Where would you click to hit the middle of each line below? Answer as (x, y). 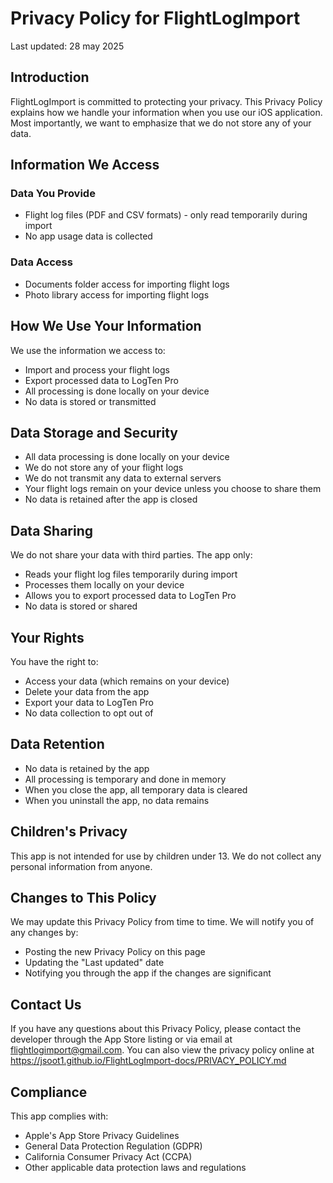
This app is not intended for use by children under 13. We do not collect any (166, 856)
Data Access (41, 262)
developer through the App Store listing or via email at (121, 1039)
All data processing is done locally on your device (127, 457)
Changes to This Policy (83, 898)
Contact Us (46, 1004)
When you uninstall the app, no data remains (117, 800)
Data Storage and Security (94, 432)
